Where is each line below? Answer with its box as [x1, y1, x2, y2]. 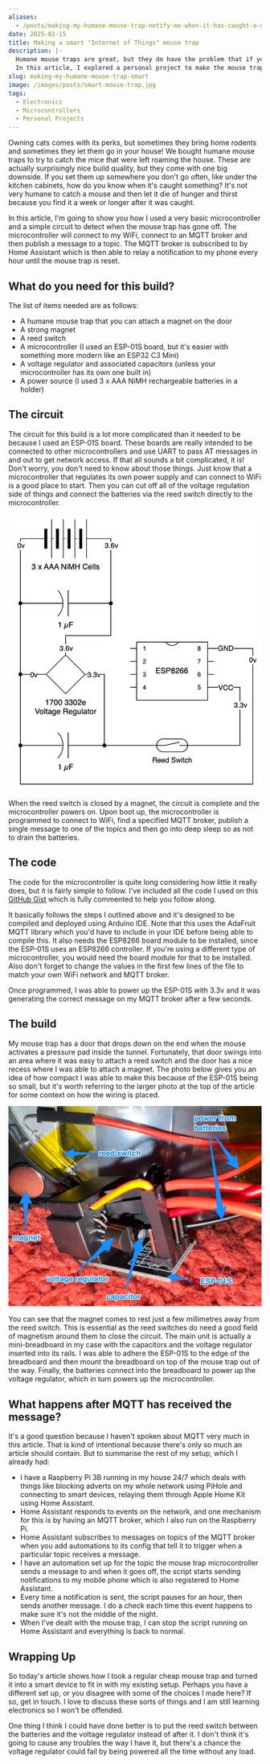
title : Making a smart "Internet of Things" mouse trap [8, 39, 199, 47]
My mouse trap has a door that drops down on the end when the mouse [8, 1038, 247, 1048]
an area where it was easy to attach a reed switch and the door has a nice [8, 1055, 253, 1065]
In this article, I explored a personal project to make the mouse [15, 64, 247, 72]
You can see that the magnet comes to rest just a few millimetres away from [8, 1314, 260, 1324]
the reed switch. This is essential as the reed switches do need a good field [8, 1323, 258, 1333]
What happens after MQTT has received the [8, 1397, 232, 1411]
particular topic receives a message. [19, 1549, 141, 1560]
